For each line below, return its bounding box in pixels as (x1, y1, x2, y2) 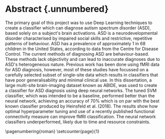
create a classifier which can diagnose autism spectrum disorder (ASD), (5, 25, 151, 30)
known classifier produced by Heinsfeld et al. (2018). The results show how (5, 103, 158, 109)
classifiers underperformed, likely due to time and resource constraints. (5, 119, 151, 125)
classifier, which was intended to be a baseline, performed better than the (5, 92, 155, 99)
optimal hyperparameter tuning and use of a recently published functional (5, 108, 155, 114)
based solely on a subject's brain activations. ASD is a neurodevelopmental (5, 30, 158, 36)
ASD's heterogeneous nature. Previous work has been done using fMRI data (5, 61, 160, 67)
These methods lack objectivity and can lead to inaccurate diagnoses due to (5, 56, 160, 62)
